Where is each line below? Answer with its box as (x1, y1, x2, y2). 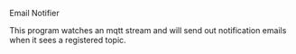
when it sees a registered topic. (9, 35, 126, 45)
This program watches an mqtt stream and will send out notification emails (9, 25, 287, 35)
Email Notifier (9, 8, 60, 18)
